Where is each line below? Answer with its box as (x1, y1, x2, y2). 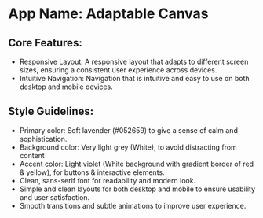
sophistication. (19, 134, 68, 143)
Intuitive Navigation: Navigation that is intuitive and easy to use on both (19, 74, 250, 83)
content (19, 150, 45, 160)
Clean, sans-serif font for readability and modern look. (19, 176, 196, 185)
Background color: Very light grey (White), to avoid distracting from (19, 142, 237, 152)
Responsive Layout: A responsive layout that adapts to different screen (19, 57, 249, 66)
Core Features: (8, 36, 82, 50)
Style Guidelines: (8, 105, 94, 118)
